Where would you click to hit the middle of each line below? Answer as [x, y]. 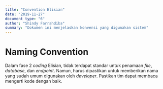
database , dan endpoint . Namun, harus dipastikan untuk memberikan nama [82, 71]
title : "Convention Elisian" [35, 10]
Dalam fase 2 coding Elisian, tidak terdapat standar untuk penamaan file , [79, 66]
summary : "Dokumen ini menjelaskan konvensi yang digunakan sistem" [77, 28]
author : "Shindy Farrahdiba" [35, 23]
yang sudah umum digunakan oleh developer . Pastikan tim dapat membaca [81, 76]
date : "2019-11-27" [25, 14]
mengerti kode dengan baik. [34, 81]
